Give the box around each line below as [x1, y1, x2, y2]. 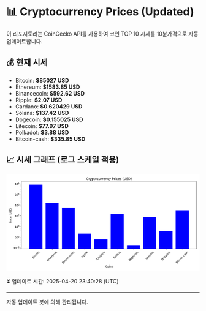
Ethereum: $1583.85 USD [15, 83, 80, 91]
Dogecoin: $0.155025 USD [15, 116, 83, 123]
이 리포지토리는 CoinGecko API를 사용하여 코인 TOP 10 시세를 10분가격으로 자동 [6, 30, 199, 37]
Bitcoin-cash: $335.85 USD [15, 135, 86, 143]
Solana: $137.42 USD [15, 109, 69, 116]
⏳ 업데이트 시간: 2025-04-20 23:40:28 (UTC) [6, 277, 119, 285]
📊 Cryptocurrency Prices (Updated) [6, 5, 194, 19]
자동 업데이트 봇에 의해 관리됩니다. [6, 298, 88, 305]
